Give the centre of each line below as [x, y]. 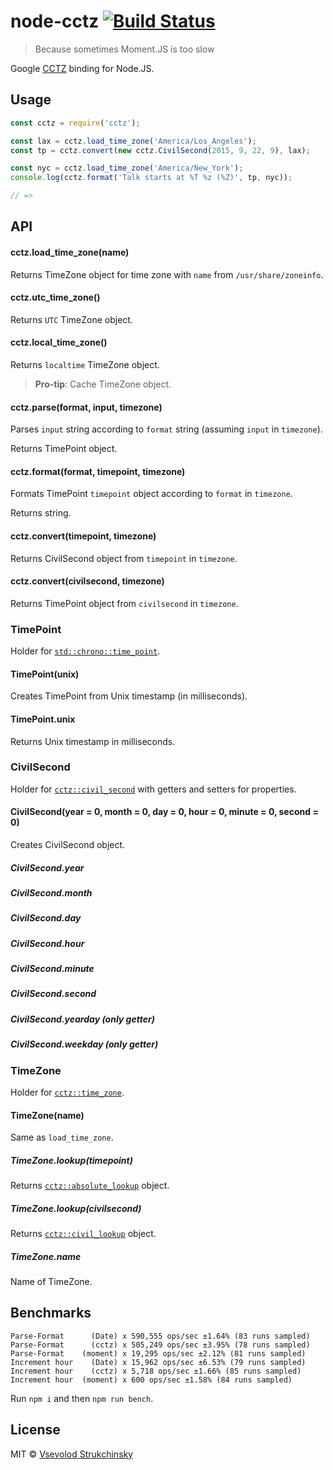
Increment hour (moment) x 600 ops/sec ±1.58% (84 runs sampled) [151, 1380]
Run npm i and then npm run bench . [82, 1398]
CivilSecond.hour [47, 943]
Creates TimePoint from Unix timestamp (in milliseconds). [129, 696]
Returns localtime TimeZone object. [85, 364]
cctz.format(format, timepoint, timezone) [98, 471]
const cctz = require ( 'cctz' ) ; [75, 123]
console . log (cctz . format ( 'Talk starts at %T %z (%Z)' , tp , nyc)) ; [151, 178]
